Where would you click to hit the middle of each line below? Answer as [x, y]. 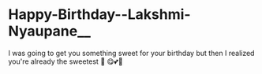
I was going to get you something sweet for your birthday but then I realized [131, 53]
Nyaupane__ [49, 31]
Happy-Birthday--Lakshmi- [99, 15]
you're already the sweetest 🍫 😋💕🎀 [66, 61]
